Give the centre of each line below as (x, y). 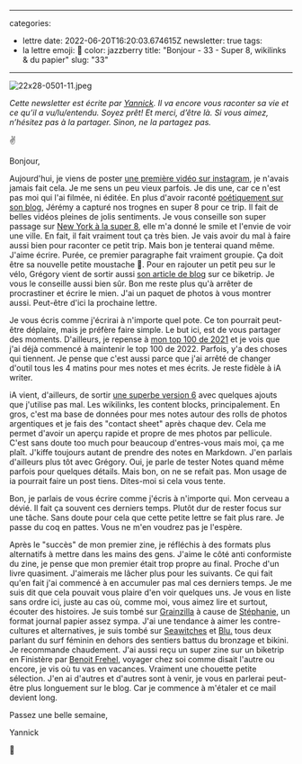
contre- (267, 621)
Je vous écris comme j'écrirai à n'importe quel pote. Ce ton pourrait (135, 320)
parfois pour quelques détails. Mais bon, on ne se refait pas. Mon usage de (148, 472)
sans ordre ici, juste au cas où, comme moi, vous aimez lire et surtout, (138, 602)
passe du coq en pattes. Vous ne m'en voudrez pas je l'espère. (126, 527)
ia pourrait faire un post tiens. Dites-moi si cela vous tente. (118, 481)
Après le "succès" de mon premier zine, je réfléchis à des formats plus (140, 544)
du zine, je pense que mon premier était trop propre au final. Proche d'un (144, 564)
